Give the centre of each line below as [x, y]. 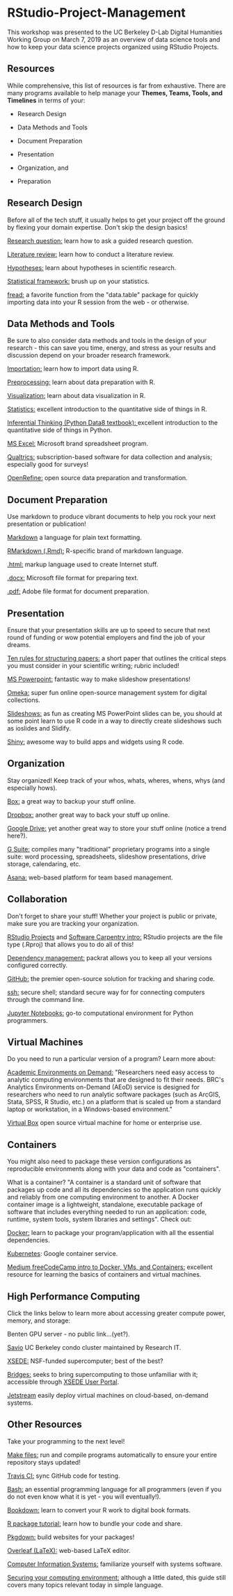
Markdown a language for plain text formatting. [75, 538]
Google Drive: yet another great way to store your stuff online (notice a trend [117, 828]
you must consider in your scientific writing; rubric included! [93, 665]
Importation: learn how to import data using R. [73, 369]
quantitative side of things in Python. [60, 430]
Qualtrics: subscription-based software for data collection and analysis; [110, 457]
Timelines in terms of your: [46, 100]
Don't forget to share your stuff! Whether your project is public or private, [112, 916]
